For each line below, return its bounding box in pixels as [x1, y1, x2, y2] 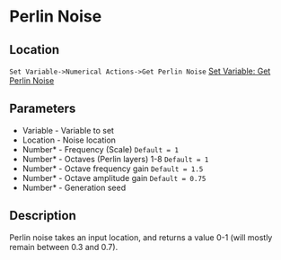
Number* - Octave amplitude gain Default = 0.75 [22, 172, 206, 183]
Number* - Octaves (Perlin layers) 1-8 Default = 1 [22, 153, 209, 164]
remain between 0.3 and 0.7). [9, 241, 119, 252]
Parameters [9, 101, 76, 117]
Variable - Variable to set [22, 125, 115, 135]
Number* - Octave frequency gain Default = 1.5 [22, 163, 204, 174]
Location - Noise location [22, 134, 117, 145]
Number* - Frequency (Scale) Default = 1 [22, 143, 180, 154]
